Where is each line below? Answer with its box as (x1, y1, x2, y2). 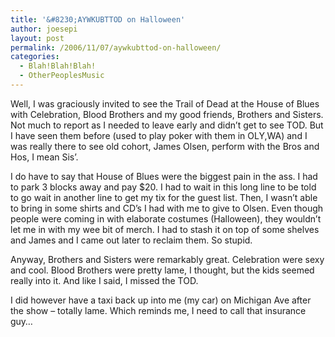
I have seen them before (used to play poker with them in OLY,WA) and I (10, 129, 308, 141)
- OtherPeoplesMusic (19, 71, 105, 81)
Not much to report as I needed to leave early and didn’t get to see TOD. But (10, 119, 324, 131)
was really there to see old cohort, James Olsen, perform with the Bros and (10, 140, 320, 152)
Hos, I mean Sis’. (10, 151, 79, 163)
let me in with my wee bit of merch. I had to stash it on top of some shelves (10, 223, 320, 235)
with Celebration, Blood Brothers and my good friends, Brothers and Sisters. (10, 108, 324, 120)
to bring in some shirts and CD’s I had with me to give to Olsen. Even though (10, 202, 324, 214)
